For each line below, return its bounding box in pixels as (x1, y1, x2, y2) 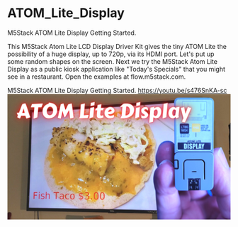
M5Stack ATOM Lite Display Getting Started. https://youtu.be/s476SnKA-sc (7, 86, 227, 94)
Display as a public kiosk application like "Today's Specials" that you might (7, 65, 225, 73)
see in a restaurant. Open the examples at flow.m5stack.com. (7, 72, 186, 81)
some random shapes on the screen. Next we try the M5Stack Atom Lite (7, 57, 218, 65)
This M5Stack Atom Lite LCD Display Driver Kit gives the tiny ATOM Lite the (7, 42, 227, 50)
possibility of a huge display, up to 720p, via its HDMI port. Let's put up (7, 50, 215, 58)
